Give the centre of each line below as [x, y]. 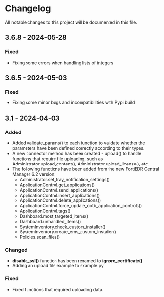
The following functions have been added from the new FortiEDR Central [86, 169]
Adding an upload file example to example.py [58, 266]
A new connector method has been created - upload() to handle [77, 153]
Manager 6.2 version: [34, 174]
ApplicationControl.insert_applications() [59, 195]
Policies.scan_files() [40, 237]
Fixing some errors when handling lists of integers [63, 63]
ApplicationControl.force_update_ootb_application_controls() [81, 206]
